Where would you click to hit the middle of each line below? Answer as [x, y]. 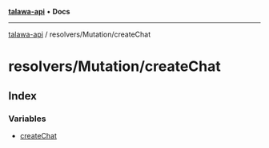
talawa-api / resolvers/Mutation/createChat [80, 34]
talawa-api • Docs [39, 12]
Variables [27, 119]
